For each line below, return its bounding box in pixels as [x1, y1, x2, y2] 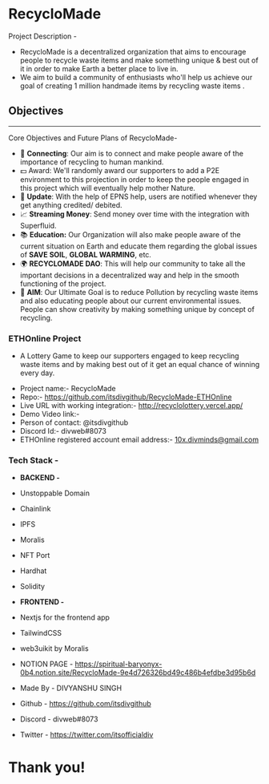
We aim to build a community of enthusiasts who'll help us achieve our [19, 72, 253, 82]
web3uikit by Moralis [19, 644, 90, 653]
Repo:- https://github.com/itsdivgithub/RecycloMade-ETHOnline [19, 392, 232, 402]
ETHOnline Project [8, 333, 82, 344]
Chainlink [19, 504, 51, 514]
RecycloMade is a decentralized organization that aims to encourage [19, 46, 247, 56]
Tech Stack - [8, 455, 58, 466]
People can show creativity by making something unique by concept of [19, 304, 255, 313]
